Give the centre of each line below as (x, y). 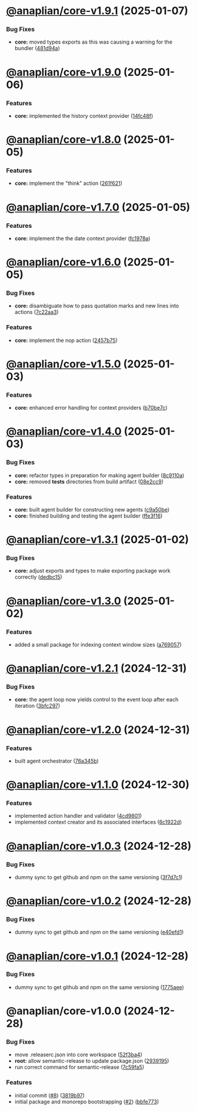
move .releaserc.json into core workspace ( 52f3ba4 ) (78, 1054)
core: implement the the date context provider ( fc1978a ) (83, 238)
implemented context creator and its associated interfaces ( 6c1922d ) (98, 822)
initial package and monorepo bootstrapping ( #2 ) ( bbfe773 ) (87, 1102)
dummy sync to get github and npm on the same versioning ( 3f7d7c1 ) (98, 877)
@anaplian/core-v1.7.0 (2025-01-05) (98, 207)
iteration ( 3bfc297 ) (37, 706)
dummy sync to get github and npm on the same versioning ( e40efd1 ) (99, 932)
